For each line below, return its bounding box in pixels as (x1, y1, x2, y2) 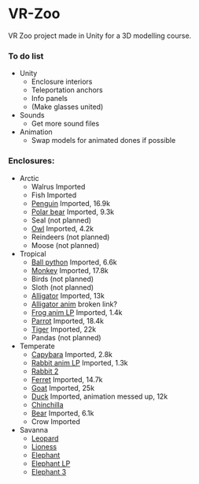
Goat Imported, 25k (31, 383, 95, 392)
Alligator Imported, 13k (31, 291, 105, 300)
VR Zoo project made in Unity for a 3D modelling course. (8, 31, 192, 40)
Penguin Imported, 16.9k (31, 198, 111, 208)
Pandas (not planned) (31, 332, 101, 342)
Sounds (19, 111, 45, 120)
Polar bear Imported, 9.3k (31, 207, 115, 216)
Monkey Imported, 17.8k (31, 265, 109, 275)
